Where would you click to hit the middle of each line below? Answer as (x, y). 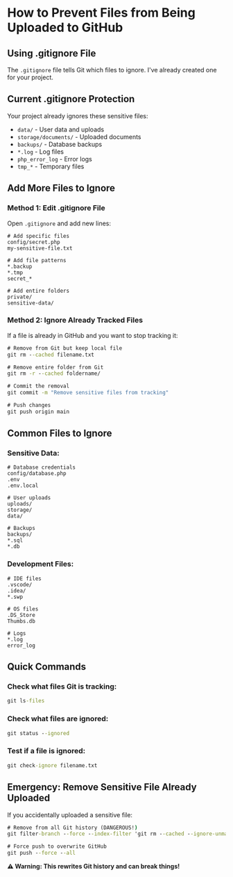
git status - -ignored (38, 733)
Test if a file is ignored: (46, 751)
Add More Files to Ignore (61, 188)
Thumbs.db (21, 621)
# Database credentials (42, 467)
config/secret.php (34, 242)
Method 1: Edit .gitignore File (56, 208)
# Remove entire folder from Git (55, 367)
